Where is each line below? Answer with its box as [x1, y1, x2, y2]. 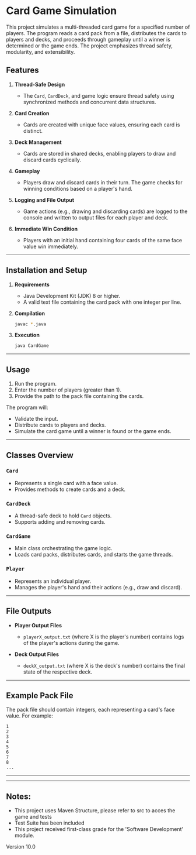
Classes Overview [6, 450, 74, 460]
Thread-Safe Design [14, 81, 65, 88]
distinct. [23, 127, 43, 134]
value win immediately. [23, 243, 79, 250]
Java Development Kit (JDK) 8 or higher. [23, 292, 121, 299]
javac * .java [14, 321, 47, 327]
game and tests [14, 813, 52, 820]
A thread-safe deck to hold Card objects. [14, 512, 112, 519]
